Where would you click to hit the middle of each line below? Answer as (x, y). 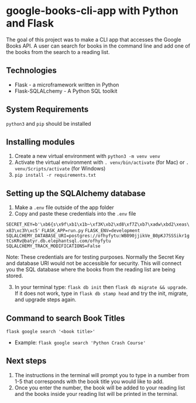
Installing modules (40, 142)
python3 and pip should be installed (49, 123)
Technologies (32, 71)
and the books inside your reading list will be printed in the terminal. (96, 394)
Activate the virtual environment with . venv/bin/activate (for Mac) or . (102, 162)
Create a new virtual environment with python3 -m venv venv (87, 156)
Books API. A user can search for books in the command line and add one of (98, 46)
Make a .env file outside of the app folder (64, 207)
